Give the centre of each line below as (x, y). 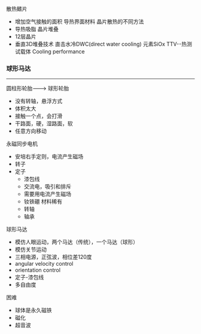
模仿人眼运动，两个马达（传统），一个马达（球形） (77, 242)
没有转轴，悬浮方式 (39, 101)
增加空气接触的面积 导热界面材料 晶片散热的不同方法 (79, 22)
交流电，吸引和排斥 (48, 186)
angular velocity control (44, 264)
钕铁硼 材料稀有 (43, 201)
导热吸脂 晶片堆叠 (36, 29)
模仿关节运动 (31, 249)
